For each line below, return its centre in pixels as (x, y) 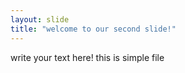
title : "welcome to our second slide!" (93, 29)
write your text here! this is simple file (87, 57)
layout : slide (40, 19)
